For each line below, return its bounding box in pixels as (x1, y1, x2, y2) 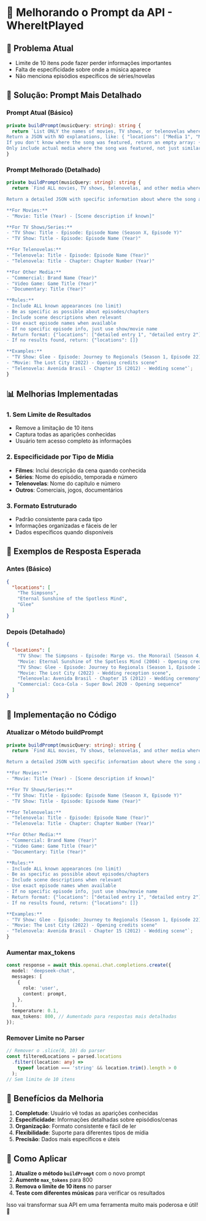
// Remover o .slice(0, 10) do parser (6, 1048, 105, 1054)
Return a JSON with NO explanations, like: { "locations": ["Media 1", (6, 134, 193, 140)
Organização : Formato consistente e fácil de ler (15, 1123, 137, 1130)
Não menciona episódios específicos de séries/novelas (15, 72, 155, 79)
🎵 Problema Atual (6, 43, 74, 53)
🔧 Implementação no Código (6, 710, 117, 720)
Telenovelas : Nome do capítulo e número (15, 479, 121, 487)
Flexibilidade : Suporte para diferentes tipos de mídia (15, 1129, 149, 1136)
